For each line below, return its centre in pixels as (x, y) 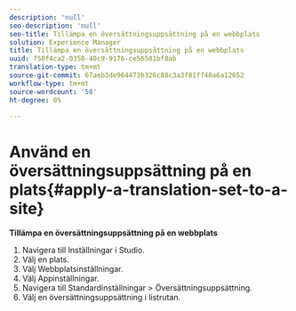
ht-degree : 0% (36, 100)
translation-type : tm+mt (55, 68)
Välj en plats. (45, 259)
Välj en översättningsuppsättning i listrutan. (101, 298)
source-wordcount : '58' (53, 92)
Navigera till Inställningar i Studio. (83, 251)
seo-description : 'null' (55, 26)
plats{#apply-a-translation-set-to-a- (149, 190)
